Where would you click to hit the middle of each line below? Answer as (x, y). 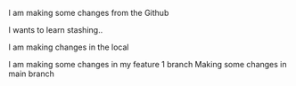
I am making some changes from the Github (89, 13)
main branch (31, 74)
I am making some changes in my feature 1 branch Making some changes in (148, 64)
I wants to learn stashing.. (56, 30)
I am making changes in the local (69, 47)
